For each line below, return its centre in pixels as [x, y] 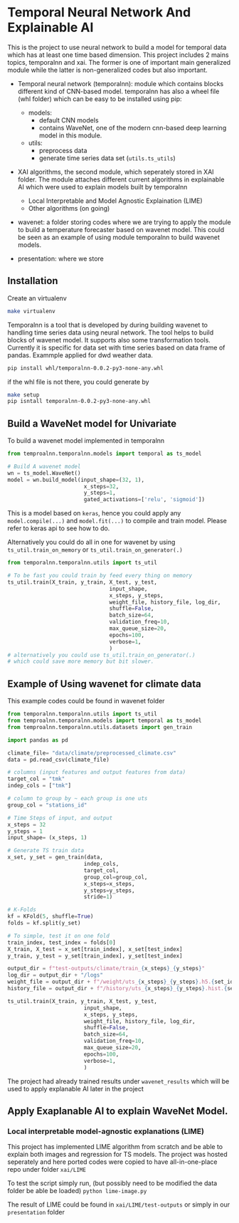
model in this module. [70, 135]
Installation [33, 281]
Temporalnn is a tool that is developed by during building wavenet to [108, 325]
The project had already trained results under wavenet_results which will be [118, 1081]
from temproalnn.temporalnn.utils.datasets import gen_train [100, 727]
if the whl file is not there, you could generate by [78, 382]
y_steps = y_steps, [109, 891]
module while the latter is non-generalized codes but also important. [107, 70]
